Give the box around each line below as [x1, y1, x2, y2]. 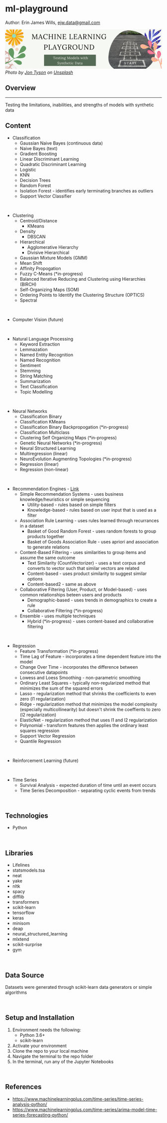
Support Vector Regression [19, 733, 76, 739]
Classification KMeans [19, 418, 66, 424]
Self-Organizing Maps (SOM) [19, 286, 80, 292]
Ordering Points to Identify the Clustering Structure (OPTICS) [19, 292, 145, 298]
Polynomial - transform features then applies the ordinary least [19, 722, 149, 728]
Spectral [19, 297, 37, 303]
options [27, 575, 43, 581]
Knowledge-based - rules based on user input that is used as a [27, 507, 157, 513]
